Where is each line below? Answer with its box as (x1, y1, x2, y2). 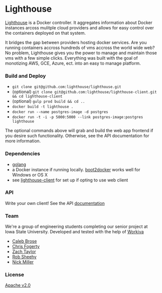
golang (12, 161, 26, 167)
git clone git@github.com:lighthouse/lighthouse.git (12, 85, 122, 90)
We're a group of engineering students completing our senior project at (5, 224, 148, 229)
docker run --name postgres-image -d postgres (12, 110, 108, 114)
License (5, 271, 24, 278)
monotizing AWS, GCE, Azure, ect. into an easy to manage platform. (5, 60, 141, 66)
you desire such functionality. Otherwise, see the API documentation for (5, 133, 149, 139)
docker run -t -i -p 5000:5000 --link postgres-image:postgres (12, 115, 144, 120)
